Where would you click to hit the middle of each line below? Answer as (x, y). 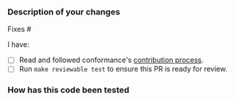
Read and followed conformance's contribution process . (111, 60)
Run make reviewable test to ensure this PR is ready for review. (123, 69)
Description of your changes (64, 12)
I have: (18, 45)
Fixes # (20, 29)
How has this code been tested (69, 90)
